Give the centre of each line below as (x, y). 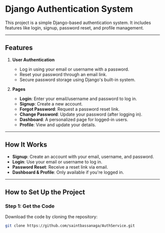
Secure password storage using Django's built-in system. (78, 79)
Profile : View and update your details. (58, 125)
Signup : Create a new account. (51, 104)
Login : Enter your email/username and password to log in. (78, 99)
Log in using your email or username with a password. (74, 69)
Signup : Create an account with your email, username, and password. (83, 156)
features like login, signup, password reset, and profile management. (74, 27)
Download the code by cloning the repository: (51, 217)
